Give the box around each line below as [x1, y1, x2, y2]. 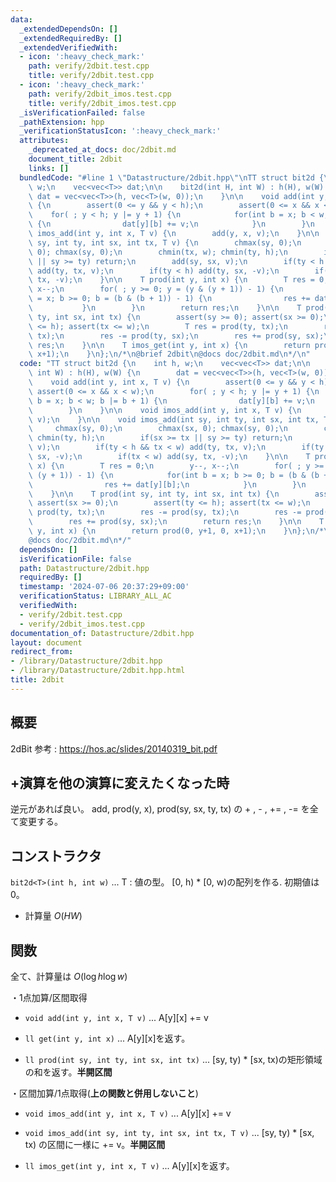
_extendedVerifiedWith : [19, 42, 118, 53]
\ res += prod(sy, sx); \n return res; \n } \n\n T [28, 517, 325, 527]
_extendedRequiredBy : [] [19, 33, 123, 43]
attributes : [19, 136, 70, 146]
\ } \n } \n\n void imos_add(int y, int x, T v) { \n [28, 405, 302, 415]
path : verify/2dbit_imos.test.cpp [28, 89, 172, 99]
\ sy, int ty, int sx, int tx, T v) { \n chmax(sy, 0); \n [28, 237, 302, 248]
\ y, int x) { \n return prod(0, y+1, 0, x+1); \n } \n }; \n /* [28, 526, 325, 536]
